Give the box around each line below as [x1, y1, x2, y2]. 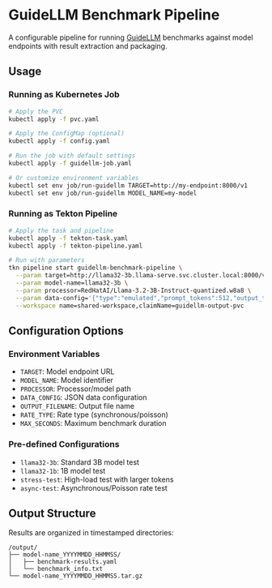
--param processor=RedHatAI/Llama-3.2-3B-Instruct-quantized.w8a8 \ [15, 286, 252, 294]
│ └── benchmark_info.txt [8, 565, 104, 573]
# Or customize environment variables [8, 174, 139, 182]
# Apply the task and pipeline [8, 226, 114, 234]
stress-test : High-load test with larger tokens [19, 474, 174, 484]
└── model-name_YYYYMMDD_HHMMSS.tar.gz [8, 572, 143, 581]
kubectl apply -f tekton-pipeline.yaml [8, 242, 143, 250]
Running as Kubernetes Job [8, 89, 120, 101]
